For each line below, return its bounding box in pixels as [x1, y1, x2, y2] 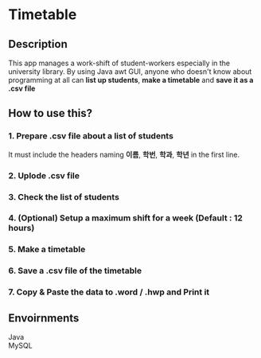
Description [8, 37, 68, 51]
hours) [8, 223, 35, 234]
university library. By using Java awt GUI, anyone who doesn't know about [8, 67, 252, 76]
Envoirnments [8, 311, 80, 325]
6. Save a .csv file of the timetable [8, 265, 142, 276]
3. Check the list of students [8, 191, 119, 202]
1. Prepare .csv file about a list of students [8, 130, 173, 142]
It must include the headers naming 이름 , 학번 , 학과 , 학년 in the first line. [8, 150, 240, 159]
